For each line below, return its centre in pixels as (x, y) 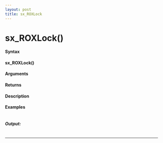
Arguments (17, 74)
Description (17, 96)
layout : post (18, 9)
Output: (13, 124)
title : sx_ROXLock (24, 14)
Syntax (12, 52)
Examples (15, 107)
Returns (13, 85)
